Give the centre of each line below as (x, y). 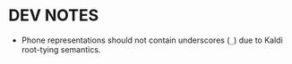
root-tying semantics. (61, 49)
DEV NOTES (54, 16)
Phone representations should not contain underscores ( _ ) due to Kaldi (152, 40)
